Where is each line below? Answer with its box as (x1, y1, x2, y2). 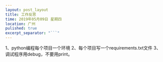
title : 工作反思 (5, 12, 36, 17)
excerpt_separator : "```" (5, 30, 60, 35)
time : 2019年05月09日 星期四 (5, 16, 62, 21)
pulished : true (5, 26, 37, 31)
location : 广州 (5, 21, 36, 26)
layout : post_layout (5, 7, 49, 12)
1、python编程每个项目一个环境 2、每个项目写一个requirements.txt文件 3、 (5, 45, 161, 50)
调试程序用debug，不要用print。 (5, 51, 73, 57)
